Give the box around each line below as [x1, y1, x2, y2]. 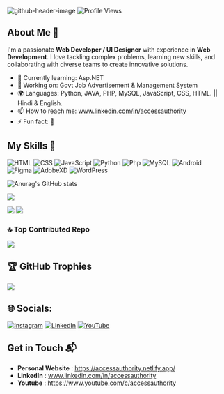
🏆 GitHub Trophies [7, 261, 93, 273]
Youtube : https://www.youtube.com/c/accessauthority [17, 379, 176, 387]
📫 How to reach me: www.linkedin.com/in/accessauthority [17, 107, 186, 115]
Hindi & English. [17, 98, 63, 107]
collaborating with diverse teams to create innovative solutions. [7, 60, 189, 68]
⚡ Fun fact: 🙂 [17, 117, 54, 126]
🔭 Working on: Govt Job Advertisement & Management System [17, 81, 198, 89]
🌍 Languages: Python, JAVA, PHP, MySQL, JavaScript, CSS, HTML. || [17, 89, 218, 97]
